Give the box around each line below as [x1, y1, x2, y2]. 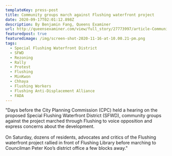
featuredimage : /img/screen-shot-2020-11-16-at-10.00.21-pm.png [5, 36, 145, 41]
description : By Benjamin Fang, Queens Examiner [5, 21, 111, 27]
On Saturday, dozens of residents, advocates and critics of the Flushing [5, 134, 156, 141]
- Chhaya [10, 79, 29, 84]
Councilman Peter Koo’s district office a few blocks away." [5, 145, 128, 151]
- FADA [10, 93, 24, 98]
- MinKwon [10, 74, 31, 79]
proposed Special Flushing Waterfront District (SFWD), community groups [5, 113, 162, 119]
